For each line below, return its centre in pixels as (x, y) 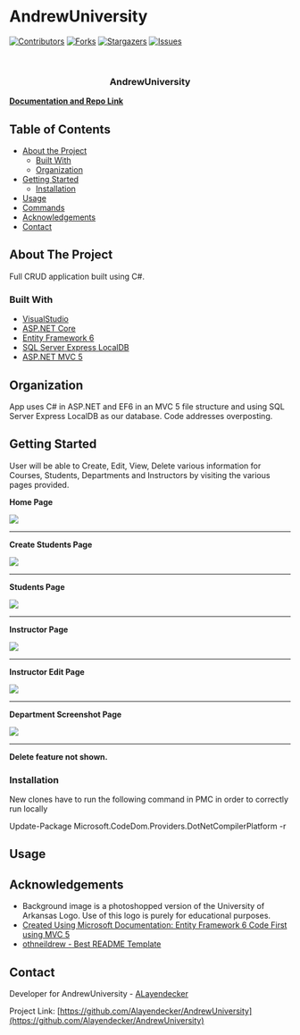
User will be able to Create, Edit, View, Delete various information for (135, 466)
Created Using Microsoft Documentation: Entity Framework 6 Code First (154, 925)
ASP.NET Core (49, 329)
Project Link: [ (35, 1011)
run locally (29, 809)
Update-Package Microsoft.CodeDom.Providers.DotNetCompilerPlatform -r (148, 826)
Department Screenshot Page (66, 714)
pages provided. (39, 484)
